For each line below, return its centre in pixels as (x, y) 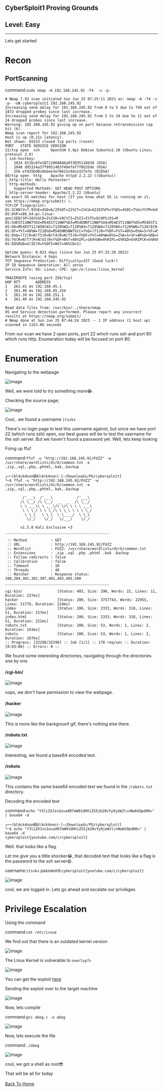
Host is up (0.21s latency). (34, 138)
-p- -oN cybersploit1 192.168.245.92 (43, 103)
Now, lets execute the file (30, 1036)
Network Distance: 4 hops (31, 257)
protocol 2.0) (19, 155)
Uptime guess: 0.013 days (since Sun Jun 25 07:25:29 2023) (67, 253)
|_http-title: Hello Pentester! (38, 180)
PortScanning (26, 78)
